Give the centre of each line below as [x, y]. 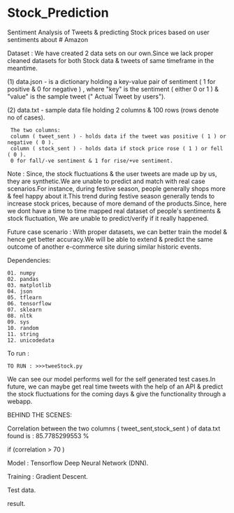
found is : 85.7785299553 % [48, 435]
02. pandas [23, 279]
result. [16, 503]
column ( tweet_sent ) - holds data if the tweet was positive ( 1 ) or [118, 136]
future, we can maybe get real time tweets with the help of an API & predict [115, 386]
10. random [23, 328]
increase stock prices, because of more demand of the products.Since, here [117, 203]
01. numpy [22, 273]
